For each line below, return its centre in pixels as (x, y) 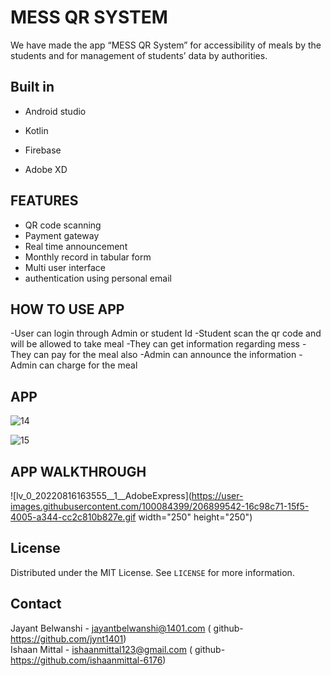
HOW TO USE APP (67, 309)
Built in (32, 87)
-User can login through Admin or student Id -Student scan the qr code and (166, 333)
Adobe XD (46, 169)
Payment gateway (62, 235)
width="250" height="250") (195, 517)
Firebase (43, 150)
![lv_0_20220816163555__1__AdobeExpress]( (101, 495)
